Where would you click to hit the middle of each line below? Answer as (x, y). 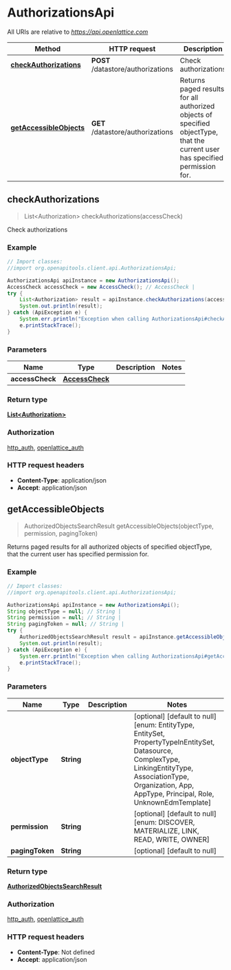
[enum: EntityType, (164, 725)
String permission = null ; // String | (64, 618)
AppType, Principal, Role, (174, 794)
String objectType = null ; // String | (64, 612)
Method (47, 48)
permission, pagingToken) (61, 533)
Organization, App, (164, 785)
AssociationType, (161, 776)
